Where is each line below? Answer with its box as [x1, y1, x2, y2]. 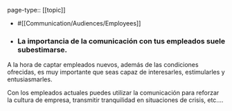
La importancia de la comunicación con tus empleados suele [17, 36, 226, 46]
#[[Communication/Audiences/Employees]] [17, 19, 141, 27]
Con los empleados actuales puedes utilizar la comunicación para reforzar [7, 89, 220, 97]
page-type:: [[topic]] [7, 6, 66, 14]
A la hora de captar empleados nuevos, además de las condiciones [7, 61, 199, 69]
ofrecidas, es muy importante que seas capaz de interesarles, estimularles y [7, 68, 225, 77]
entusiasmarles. [7, 75, 53, 83]
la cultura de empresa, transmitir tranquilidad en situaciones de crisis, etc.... [7, 96, 224, 104]
